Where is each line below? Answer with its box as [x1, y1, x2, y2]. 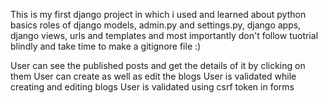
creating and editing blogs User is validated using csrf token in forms [10, 81, 295, 93]
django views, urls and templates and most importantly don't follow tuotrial [10, 30, 319, 41]
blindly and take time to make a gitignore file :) [10, 40, 202, 52]
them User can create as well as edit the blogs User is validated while [10, 70, 297, 82]
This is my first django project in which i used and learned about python [10, 9, 307, 20]
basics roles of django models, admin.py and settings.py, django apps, [10, 19, 302, 31]
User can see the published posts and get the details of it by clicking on [10, 60, 306, 71]
